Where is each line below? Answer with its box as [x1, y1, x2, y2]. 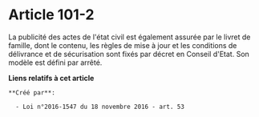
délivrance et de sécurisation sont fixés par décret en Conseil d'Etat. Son [8, 49, 250, 58]
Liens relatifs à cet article [8, 73, 95, 83]
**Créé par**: [8, 88, 56, 97]
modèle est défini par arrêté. [8, 58, 103, 67]
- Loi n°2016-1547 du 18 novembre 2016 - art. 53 [15, 103, 184, 111]
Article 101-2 [8, 6, 95, 24]
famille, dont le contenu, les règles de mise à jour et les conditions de [8, 40, 237, 50]
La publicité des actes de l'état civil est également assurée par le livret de [8, 32, 251, 42]
